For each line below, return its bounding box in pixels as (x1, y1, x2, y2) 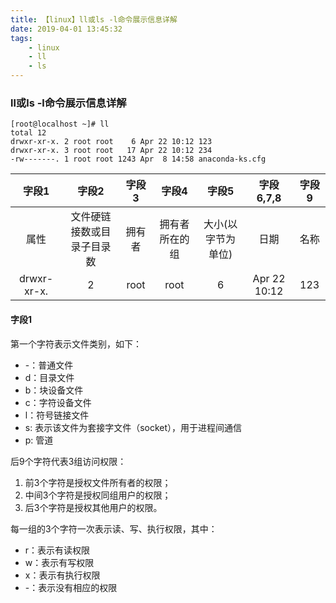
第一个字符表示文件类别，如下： (10, 337, 142, 350)
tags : (10, 33, 33, 43)
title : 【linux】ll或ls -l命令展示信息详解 (10, 14, 178, 25)
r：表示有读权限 (24, 544, 91, 556)
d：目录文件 (24, 371, 75, 383)
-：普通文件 (24, 359, 74, 371)
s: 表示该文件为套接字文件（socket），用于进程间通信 (24, 421, 243, 433)
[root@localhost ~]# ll (10, 119, 110, 130)
